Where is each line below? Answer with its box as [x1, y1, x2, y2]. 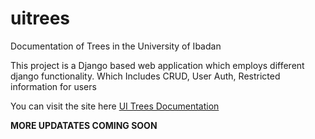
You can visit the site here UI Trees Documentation [10, 100, 220, 112]
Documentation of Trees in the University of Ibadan [10, 40, 222, 52]
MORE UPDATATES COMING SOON [10, 119, 158, 131]
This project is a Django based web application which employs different [10, 59, 305, 71]
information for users [10, 80, 97, 92]
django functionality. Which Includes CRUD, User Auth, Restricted [10, 70, 281, 82]
